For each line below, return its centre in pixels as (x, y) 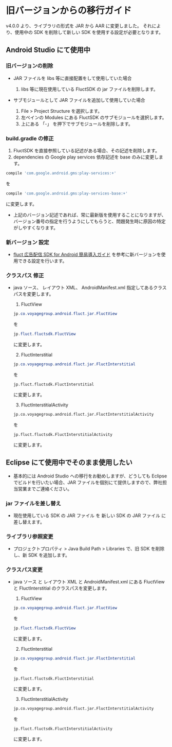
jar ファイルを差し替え (33, 503)
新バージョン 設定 (27, 242)
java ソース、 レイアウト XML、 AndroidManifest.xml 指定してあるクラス (90, 288)
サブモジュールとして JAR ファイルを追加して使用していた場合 (79, 100)
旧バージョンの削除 (30, 66)
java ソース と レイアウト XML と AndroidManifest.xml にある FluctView (89, 582)
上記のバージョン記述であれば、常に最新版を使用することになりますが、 (90, 215)
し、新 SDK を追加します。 (41, 555)
